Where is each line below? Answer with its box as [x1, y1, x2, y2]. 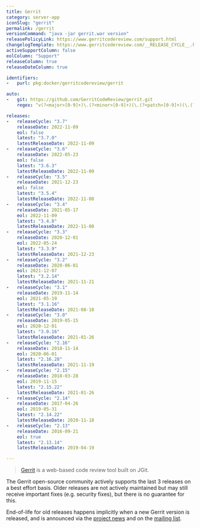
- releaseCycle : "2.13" [6, 423, 70, 429]
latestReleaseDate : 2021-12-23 [17, 251, 95, 257]
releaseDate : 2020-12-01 [17, 235, 79, 241]
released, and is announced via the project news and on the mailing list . [6, 515, 182, 522]
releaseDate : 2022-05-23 [17, 152, 79, 158]
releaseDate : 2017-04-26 [17, 401, 79, 407]
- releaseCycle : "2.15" [6, 367, 70, 374]
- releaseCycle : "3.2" [6, 257, 68, 263]
